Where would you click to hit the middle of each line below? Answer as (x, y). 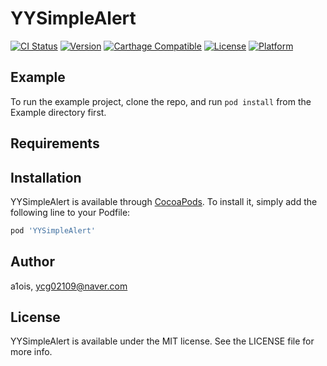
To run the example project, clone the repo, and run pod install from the (161, 101)
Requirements (55, 143)
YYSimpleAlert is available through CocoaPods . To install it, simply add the (164, 201)
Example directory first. (58, 112)
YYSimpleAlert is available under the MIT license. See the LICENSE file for (162, 341)
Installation (46, 177)
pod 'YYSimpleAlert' (53, 230)
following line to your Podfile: (70, 212)
